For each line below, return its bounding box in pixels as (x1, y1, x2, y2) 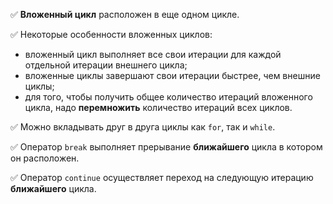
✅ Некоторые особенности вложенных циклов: (10, 29, 213, 40)
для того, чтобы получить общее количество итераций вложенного (24, 91, 313, 103)
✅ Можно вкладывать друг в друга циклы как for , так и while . (10, 121, 276, 133)
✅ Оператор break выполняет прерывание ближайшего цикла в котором (10, 141, 323, 153)
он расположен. (10, 152, 80, 164)
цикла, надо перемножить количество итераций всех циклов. (24, 102, 293, 113)
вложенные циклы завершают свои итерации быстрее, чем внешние (24, 70, 321, 81)
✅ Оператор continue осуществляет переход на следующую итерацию (10, 172, 314, 183)
